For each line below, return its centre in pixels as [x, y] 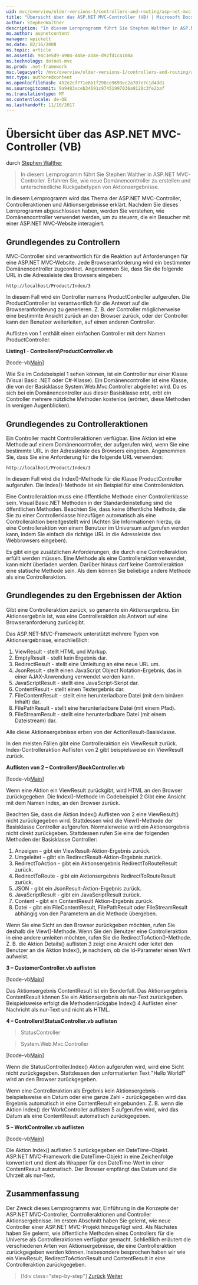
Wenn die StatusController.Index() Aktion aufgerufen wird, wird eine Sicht [95, 1067]
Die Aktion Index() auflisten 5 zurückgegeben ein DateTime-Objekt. [88, 1150]
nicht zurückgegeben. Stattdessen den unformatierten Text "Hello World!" [96, 1073]
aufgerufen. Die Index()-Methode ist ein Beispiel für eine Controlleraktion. [95, 485]
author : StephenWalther [35, 22]
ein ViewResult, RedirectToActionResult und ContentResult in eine [86, 1258]
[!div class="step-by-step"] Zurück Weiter [72, 1276]
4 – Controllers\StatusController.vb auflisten [62, 1021]
